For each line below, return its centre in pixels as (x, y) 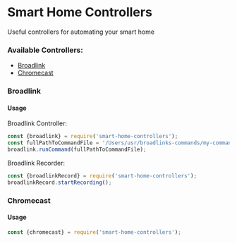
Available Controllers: (45, 50)
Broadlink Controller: (37, 123)
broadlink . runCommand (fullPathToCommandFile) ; (77, 150)
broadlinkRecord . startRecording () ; (60, 182)
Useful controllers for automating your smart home (81, 32)
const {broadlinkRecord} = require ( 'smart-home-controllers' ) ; (102, 176)
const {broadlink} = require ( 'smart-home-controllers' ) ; (93, 137)
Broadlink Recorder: (36, 163)
